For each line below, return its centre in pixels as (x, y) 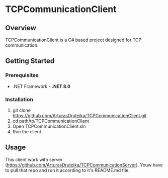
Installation (19, 99)
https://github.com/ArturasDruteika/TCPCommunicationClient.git (79, 115)
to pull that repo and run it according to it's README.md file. (67, 170)
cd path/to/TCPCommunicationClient (51, 121)
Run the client (27, 131)
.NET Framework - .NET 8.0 (41, 86)
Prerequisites (22, 75)
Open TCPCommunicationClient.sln (49, 126)
